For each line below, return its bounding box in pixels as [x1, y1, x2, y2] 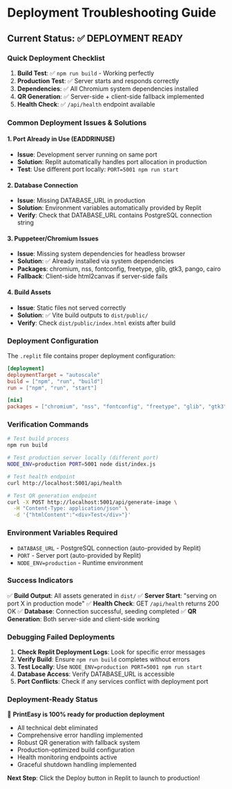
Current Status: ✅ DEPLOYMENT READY [7, 33, 184, 44]
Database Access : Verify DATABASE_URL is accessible [17, 670, 175, 678]
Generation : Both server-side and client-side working [7, 614, 160, 623]
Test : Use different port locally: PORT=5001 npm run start [17, 165, 179, 173]
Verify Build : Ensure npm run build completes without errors [17, 655, 190, 664]
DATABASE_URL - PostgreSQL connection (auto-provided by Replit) [17, 544, 202, 552]
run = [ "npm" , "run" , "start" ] [7, 384, 97, 391]
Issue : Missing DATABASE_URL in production [17, 196, 146, 205]
